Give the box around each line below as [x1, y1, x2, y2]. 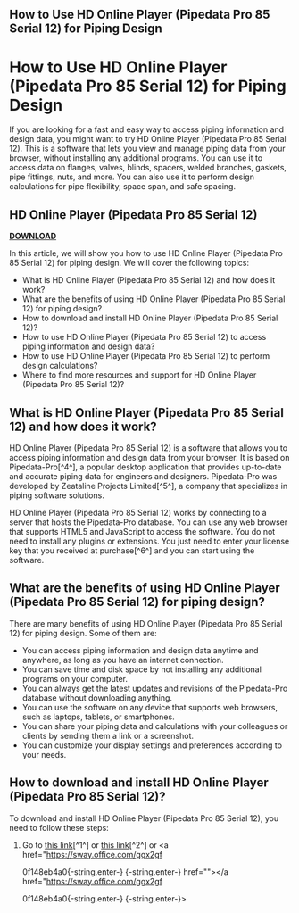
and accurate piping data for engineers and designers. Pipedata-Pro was [9, 470, 278, 481]
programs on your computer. [21, 673, 128, 684]
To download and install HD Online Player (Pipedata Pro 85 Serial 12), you [9, 812, 279, 824]
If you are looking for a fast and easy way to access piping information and [9, 124, 284, 135]
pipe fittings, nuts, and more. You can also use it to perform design [9, 171, 254, 182]
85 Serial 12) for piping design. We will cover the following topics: [9, 258, 250, 269]
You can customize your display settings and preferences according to [21, 740, 283, 751]
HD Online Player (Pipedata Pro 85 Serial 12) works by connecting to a [9, 507, 267, 518]
